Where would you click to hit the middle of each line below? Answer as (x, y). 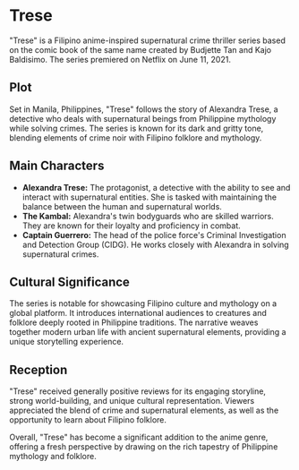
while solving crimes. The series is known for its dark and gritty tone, (137, 128)
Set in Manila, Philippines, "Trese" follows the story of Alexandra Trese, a (144, 109)
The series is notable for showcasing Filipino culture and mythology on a (143, 303)
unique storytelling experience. (66, 342)
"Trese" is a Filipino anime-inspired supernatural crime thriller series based (148, 40)
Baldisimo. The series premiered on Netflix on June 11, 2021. (120, 59)
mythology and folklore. (53, 457)
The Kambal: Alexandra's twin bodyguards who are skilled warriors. (148, 216)
